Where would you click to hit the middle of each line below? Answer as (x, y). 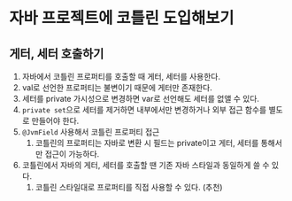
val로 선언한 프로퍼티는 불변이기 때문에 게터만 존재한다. (117, 88)
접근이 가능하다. (72, 154)
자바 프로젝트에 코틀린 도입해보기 (122, 18)
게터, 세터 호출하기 (57, 54)
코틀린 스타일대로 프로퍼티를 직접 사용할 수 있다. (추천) (129, 187)
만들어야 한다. (55, 121)
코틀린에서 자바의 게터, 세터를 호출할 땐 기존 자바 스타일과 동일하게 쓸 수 (146, 165)
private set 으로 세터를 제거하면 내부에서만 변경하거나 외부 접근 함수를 (144, 110)
